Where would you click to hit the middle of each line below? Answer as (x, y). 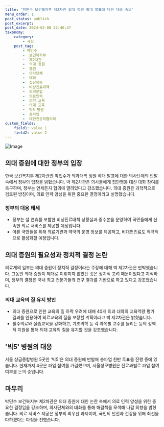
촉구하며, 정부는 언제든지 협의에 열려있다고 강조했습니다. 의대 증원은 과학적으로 (80, 188)
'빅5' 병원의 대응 (29, 346)
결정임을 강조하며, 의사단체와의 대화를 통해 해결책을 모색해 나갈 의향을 (81, 407)
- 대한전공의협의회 (39, 119)
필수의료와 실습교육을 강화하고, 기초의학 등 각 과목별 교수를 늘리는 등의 (79, 324)
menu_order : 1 (20, 14)
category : (24, 37)
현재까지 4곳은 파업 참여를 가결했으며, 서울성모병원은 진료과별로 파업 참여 (89, 366)
